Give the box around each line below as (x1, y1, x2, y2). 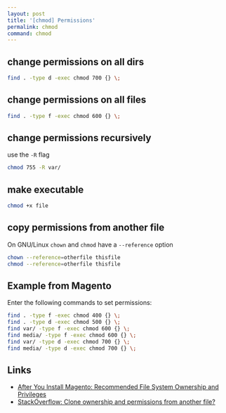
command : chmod (7, 29, 52, 37)
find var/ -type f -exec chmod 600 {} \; (7, 325, 131, 332)
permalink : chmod (7, 23, 58, 30)
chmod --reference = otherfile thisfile (7, 261, 121, 268)
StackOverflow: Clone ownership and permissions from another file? (17, 398, 215, 406)
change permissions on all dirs (7, 55, 145, 67)
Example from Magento (7, 280, 112, 291)
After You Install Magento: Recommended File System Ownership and (17, 383, 219, 391)
